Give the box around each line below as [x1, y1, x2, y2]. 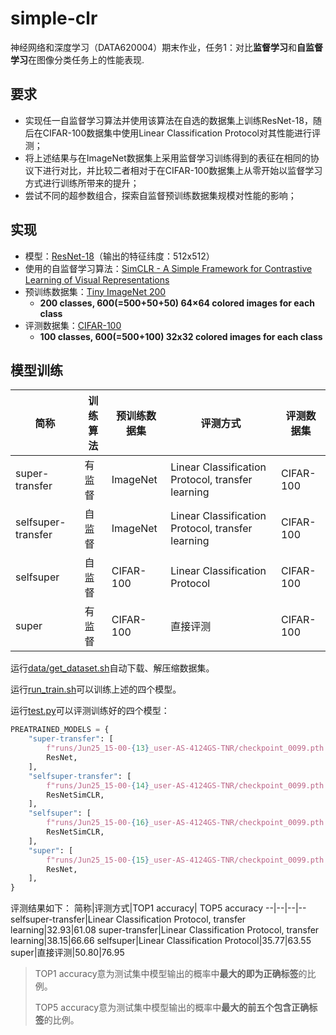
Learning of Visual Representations [24, 273, 170, 286]
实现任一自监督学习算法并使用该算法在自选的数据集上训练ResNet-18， [24, 114, 313, 126]
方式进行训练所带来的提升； [24, 177, 140, 189]
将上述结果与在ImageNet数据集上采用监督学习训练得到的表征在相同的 [24, 152, 311, 164]
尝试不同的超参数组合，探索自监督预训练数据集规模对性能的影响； [24, 189, 297, 201]
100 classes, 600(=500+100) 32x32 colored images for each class [39, 330, 323, 342]
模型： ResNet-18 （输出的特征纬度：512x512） [24, 250, 215, 262]
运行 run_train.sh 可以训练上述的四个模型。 [10, 683, 182, 696]
